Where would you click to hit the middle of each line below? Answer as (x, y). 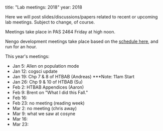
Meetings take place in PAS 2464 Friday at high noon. (60, 32)
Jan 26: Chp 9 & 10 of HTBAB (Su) (48, 82)
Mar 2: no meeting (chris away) (45, 108)
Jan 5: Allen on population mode (46, 66)
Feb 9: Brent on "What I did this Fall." (50, 92)
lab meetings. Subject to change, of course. (50, 22)
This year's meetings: (27, 56)
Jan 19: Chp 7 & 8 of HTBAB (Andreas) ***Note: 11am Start (73, 76)
